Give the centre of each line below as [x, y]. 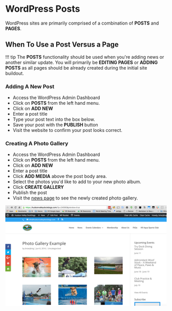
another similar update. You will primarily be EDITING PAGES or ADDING [81, 62]
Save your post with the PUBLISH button [55, 125]
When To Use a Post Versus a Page [62, 45]
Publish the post [30, 193]
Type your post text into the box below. [54, 119]
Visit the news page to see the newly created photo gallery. [75, 198]
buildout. [15, 73]
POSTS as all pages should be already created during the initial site [76, 68]
